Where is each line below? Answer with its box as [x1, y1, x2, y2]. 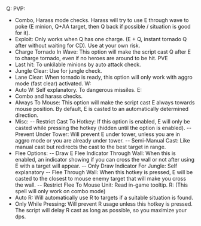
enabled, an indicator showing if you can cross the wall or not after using [14, 156, 195, 163]
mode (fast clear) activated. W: [14, 80, 92, 87]
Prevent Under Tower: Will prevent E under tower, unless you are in [14, 131, 181, 138]
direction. [14, 112, 39, 119]
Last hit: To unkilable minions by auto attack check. [14, 61, 141, 68]
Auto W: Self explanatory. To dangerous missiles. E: [14, 86, 142, 93]
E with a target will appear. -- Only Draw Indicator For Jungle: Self [14, 162, 178, 169]
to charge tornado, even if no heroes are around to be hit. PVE [14, 55, 169, 61]
